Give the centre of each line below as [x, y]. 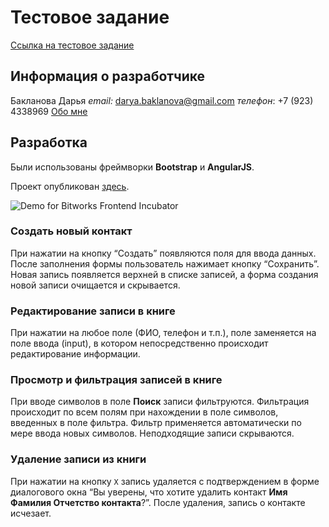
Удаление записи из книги [78, 459]
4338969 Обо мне [49, 111]
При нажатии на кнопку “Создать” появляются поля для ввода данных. [163, 253]
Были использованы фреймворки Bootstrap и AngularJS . [132, 167]
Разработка [49, 142]
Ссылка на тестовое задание [72, 45]
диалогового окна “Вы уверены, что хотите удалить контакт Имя [149, 492]
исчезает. [31, 513]
